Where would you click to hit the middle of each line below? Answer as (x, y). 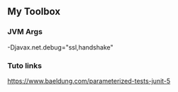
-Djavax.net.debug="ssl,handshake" (60, 47)
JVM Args (25, 32)
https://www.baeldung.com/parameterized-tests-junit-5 (89, 81)
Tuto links (25, 65)
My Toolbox (34, 12)
